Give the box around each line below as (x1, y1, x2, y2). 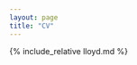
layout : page (9, 12, 59, 22)
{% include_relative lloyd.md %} (9, 45, 129, 56)
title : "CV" (9, 21, 54, 30)
